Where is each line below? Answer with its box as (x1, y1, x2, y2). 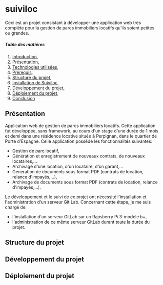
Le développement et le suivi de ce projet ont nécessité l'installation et (5, 194, 147, 200)
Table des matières (5, 41, 45, 47)
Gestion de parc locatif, (12, 148, 60, 154)
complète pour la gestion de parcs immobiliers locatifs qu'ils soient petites (5, 25, 155, 30)
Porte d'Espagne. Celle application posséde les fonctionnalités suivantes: (5, 138, 153, 144)
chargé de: (5, 204, 27, 210)
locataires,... (12, 158, 38, 164)
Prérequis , (12, 69, 33, 75)
